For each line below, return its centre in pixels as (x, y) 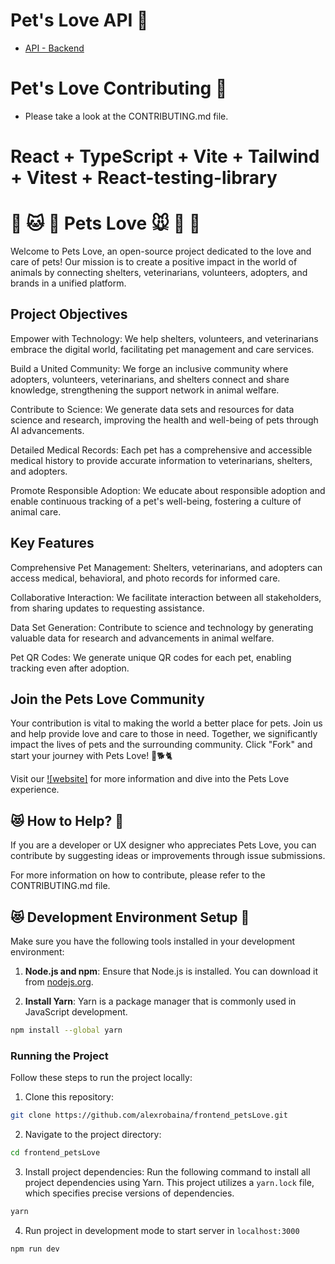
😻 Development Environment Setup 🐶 (130, 917)
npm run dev (35, 1249)
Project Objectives (69, 314)
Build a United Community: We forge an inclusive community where (149, 368)
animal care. (36, 511)
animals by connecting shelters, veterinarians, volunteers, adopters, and (159, 272)
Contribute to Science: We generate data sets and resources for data (152, 409)
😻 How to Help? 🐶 (67, 820)
